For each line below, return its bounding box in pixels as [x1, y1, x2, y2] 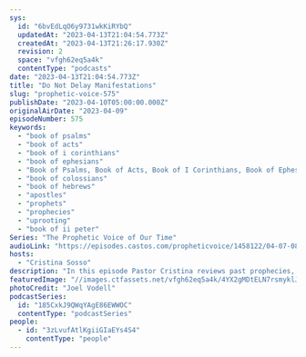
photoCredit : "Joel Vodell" [9, 283, 117, 293]
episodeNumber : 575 [9, 114, 84, 124]
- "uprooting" [17, 215, 71, 225]
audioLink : [9, 242, 51, 251]
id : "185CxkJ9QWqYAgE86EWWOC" [17, 301, 132, 310]
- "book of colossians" [17, 174, 107, 183]
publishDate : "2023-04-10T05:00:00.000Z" [9, 97, 169, 107]
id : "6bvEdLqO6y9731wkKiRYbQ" [17, 22, 132, 31]
